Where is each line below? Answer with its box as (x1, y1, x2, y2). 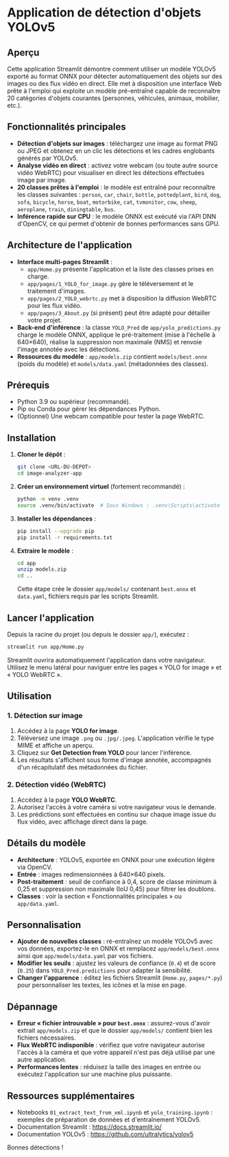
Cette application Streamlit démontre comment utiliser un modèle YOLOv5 (7, 65, 216, 73)
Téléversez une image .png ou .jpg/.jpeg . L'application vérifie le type (16, 734, 215, 742)
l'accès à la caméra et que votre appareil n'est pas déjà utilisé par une (16, 1048, 215, 1057)
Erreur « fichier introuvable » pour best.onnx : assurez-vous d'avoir (16, 1019, 210, 1027)
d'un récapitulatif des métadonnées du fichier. (16, 763, 148, 771)
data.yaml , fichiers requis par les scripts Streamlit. (16, 592, 159, 601)
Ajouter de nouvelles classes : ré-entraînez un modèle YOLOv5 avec (16, 938, 213, 946)
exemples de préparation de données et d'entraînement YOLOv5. (16, 1116, 201, 1124)
